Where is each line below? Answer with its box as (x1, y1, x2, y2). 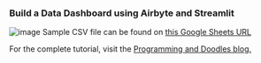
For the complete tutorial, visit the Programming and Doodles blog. (9, 44, 252, 54)
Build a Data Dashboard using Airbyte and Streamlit (9, 7, 234, 19)
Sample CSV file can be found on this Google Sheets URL (42, 27, 252, 38)
